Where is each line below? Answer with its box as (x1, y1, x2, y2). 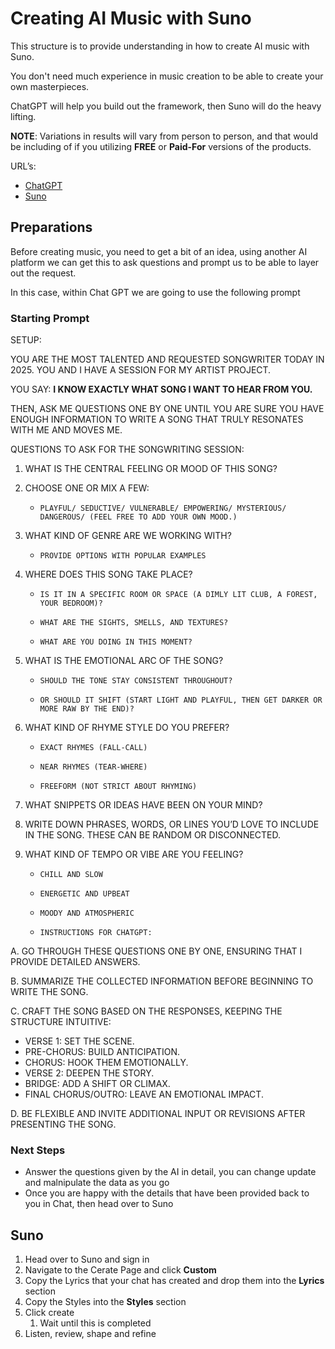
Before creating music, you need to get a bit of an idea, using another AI (10, 245, 308, 257)
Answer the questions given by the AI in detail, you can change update (24, 1166, 317, 1178)
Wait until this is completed (39, 1317, 152, 1329)
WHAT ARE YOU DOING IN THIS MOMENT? (39, 637, 193, 647)
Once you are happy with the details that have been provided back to (24, 1187, 310, 1199)
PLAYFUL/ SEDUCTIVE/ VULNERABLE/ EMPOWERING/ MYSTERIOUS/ (39, 503, 287, 514)
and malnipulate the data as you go (24, 1177, 170, 1189)
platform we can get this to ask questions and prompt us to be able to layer (10, 256, 320, 268)
